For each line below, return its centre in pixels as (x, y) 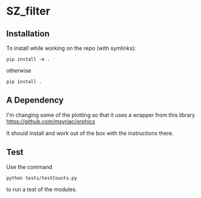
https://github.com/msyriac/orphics (51, 121)
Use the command (29, 167)
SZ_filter (28, 11)
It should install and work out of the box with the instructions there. (90, 133)
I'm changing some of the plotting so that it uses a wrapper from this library (101, 115)
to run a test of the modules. (42, 189)
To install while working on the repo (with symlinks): (71, 48)
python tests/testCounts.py (42, 178)
